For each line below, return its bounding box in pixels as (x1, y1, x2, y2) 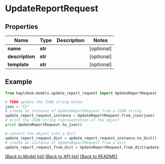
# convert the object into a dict (5, 131, 76, 136)
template (7, 61, 29, 68)
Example (5, 78, 32, 86)
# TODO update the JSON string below (5, 99, 82, 104)
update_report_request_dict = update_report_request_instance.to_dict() (5, 136, 157, 141)
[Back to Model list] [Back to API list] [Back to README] (5, 154, 118, 160)
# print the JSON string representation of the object (5, 118, 120, 123)
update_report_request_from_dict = (5, 145, 78, 150)
